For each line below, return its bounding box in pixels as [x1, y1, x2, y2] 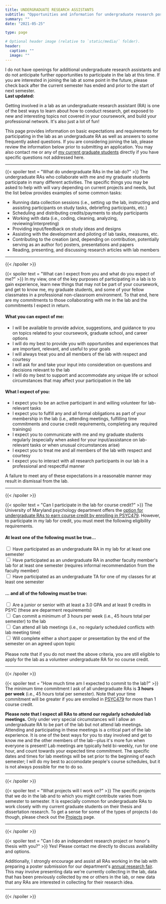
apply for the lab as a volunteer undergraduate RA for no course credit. [5, 656, 150, 663]
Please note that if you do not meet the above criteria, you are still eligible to [5, 651, 160, 657]
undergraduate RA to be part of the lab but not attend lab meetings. [5, 722, 142, 728]
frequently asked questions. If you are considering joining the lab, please [5, 139, 154, 144]
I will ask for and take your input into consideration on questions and [12, 361, 152, 367]
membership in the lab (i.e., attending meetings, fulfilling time [12, 416, 137, 422]
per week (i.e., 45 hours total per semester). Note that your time [5, 691, 136, 697]
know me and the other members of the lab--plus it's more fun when [5, 738, 145, 744]
